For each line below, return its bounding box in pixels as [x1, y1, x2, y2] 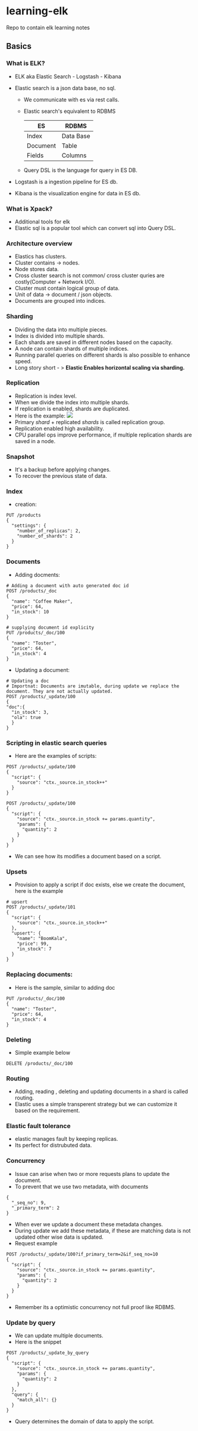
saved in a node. [14, 437, 55, 444]
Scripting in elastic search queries [6, 739, 107, 747]
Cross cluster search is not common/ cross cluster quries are [14, 272, 165, 279]
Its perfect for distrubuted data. [14, 1142, 92, 1149]
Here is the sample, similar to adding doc [14, 984, 115, 991]
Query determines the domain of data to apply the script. [14, 1418, 155, 1425]
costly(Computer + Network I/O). [14, 278, 96, 285]
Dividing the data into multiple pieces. [14, 325, 108, 333]
